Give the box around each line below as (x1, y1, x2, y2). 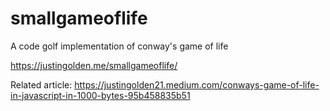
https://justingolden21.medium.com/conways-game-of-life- (74, 78, 320, 91)
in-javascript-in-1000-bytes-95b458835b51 (10, 89, 191, 101)
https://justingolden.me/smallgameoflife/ (10, 59, 178, 71)
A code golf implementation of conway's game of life (10, 40, 229, 52)
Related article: (10, 78, 73, 91)
